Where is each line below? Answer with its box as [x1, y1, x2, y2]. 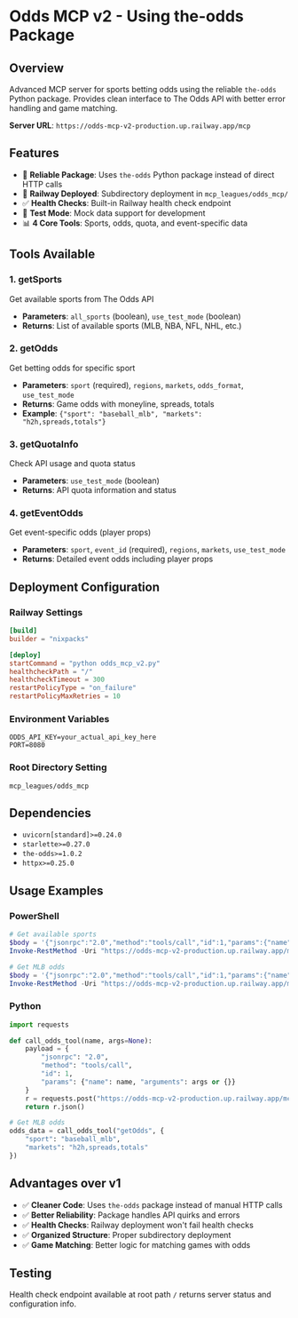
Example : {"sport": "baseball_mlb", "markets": [21, 408, 202, 418]
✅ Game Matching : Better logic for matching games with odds [21, 1239, 251, 1250]
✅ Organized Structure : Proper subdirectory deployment [21, 1229, 231, 1240]
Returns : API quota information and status [21, 485, 177, 496]
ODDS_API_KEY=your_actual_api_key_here [9, 733, 157, 742]
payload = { [25, 1044, 69, 1053]
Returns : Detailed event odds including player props [21, 553, 214, 565]
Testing [9, 1266, 52, 1281]
